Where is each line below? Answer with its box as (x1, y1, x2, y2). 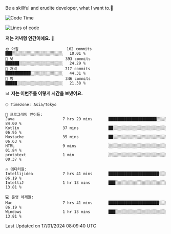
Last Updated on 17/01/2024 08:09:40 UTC (5, 223, 96, 229)
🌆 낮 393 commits (5, 56, 91, 61)
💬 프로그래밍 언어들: (5, 112, 43, 117)
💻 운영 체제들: (5, 195, 34, 200)
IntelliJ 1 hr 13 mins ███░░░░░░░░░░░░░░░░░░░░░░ (5, 180, 166, 185)
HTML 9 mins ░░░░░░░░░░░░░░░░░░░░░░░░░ (5, 143, 166, 148)
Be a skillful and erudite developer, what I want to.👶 (5, 5, 114, 11)
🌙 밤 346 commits (5, 76, 91, 81)
